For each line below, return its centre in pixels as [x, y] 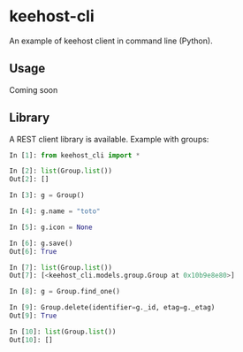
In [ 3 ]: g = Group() [47, 195]
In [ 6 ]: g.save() [41, 243]
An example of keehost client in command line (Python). [111, 41]
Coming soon [34, 89]
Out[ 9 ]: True [33, 316]
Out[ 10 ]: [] [31, 340]
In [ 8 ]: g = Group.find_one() [65, 292]
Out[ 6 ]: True [33, 251]
